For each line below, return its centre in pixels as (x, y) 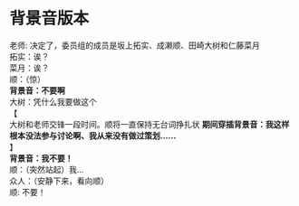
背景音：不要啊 (37, 90)
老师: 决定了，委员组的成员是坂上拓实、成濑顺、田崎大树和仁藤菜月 (135, 45)
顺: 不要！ (28, 192)
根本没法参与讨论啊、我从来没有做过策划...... (93, 136)
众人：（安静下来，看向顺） (59, 181)
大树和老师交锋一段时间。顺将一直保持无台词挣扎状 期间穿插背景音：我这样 (149, 124)
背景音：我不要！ (41, 158)
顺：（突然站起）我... (47, 169)
